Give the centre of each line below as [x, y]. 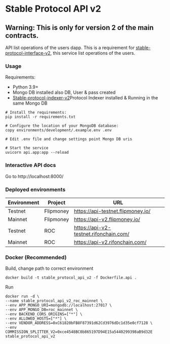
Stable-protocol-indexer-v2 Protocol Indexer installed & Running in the [85, 98]
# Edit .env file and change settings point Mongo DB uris [69, 139]
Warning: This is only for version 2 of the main [79, 28]
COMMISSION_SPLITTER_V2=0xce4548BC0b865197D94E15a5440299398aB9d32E [79, 332]
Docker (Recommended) [36, 257]
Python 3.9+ [26, 87]
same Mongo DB [30, 103]
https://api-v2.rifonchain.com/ [110, 242]
